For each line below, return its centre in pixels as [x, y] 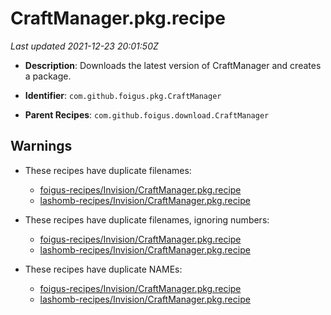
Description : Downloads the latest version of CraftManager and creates [173, 65]
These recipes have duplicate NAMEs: [103, 269]
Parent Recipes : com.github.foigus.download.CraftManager [147, 114]
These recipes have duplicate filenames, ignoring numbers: [147, 219]
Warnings [41, 146]
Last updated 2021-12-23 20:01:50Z [84, 46]
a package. [48, 76]
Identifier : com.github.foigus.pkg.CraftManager [123, 95]
